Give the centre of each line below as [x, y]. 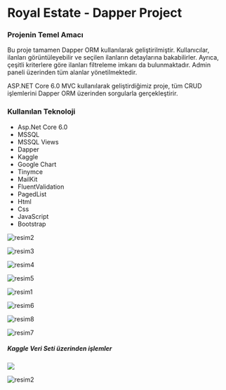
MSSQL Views [38, 142]
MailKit [27, 179]
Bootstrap [32, 224]
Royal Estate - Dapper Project [95, 13]
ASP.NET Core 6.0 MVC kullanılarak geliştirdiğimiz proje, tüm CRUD [105, 86]
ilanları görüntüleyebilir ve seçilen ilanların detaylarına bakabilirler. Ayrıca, [113, 58]
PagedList [32, 194]
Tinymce [30, 172]
